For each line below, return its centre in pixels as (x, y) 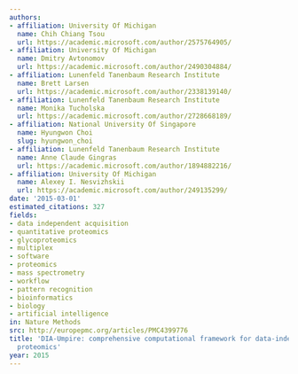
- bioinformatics (41, 298)
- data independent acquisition (69, 223)
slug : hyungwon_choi (55, 141)
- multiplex (31, 248)
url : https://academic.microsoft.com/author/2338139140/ (125, 91)
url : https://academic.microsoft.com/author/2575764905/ (125, 42)
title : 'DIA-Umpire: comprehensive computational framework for (130, 339)
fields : (24, 215)
